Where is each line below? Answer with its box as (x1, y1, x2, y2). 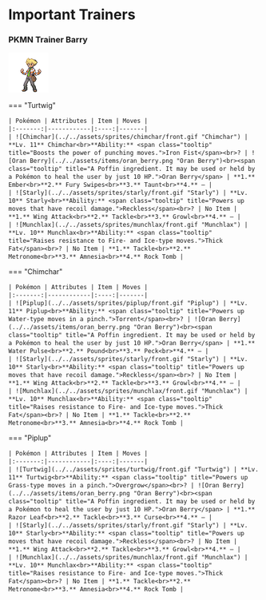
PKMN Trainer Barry (8, 34, 88, 46)
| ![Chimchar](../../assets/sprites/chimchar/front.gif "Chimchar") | (8, 133, 248, 141)
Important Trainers (8, 6, 136, 24)
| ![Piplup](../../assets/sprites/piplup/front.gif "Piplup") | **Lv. (8, 300, 248, 308)
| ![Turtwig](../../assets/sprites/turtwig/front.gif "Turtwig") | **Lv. (8, 466, 260, 474)
